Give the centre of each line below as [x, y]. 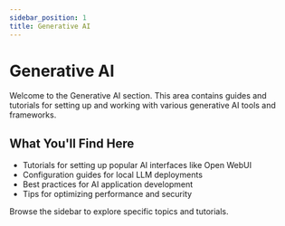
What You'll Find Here [72, 143]
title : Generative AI [50, 26]
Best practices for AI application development [108, 184]
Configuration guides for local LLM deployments [113, 175]
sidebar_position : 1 [48, 18]
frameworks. [33, 115]
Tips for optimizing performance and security [107, 194]
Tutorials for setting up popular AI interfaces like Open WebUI [137, 165]
